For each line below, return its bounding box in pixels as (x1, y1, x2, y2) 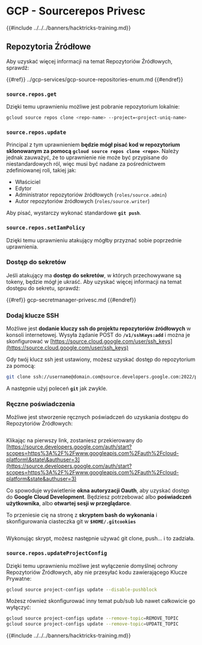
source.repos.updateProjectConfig (6, 550, 107, 557)
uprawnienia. (6, 243, 38, 250)
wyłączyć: (6, 604, 31, 611)
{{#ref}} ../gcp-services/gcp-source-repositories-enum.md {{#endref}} (6, 75, 183, 83)
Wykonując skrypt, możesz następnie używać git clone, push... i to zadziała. (6, 535, 195, 542)
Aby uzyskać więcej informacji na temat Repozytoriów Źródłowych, (6, 57, 173, 64)
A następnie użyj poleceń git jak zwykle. (6, 385, 108, 392)
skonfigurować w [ (6, 338, 52, 345)
